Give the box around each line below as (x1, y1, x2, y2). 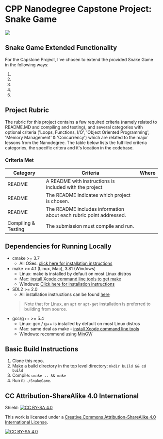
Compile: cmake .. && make (12, 372, 66, 378)
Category (13, 169, 35, 176)
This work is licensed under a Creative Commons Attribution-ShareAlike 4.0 (5, 414, 156, 420)
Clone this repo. (12, 358, 44, 364)
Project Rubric (5, 106, 49, 114)
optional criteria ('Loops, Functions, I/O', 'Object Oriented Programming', (5, 129, 150, 135)
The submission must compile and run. (46, 222, 134, 229)
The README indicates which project (46, 191, 131, 198)
